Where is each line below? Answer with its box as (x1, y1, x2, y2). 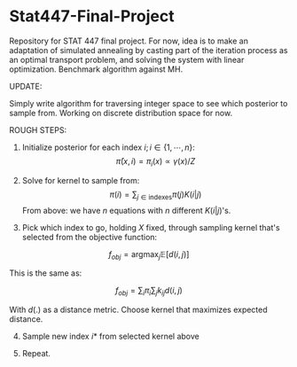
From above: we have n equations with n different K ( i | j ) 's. (21, 205, 231, 215)
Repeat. (21, 348, 51, 359)
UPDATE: (9, 81, 43, 91)
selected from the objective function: (21, 231, 158, 242)
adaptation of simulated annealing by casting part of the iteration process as (9, 44, 288, 55)
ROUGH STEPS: (9, 124, 67, 135)
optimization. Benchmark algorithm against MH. (9, 64, 184, 74)
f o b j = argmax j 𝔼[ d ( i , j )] (108, 248, 190, 262)
